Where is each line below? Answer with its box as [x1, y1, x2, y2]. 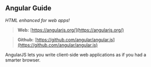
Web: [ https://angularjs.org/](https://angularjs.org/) [17, 27, 124, 33]
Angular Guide [5, 4, 52, 12]
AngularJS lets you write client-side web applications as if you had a [5, 51, 146, 57]
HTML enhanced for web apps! [5, 17, 70, 23]
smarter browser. [5, 57, 41, 63]
